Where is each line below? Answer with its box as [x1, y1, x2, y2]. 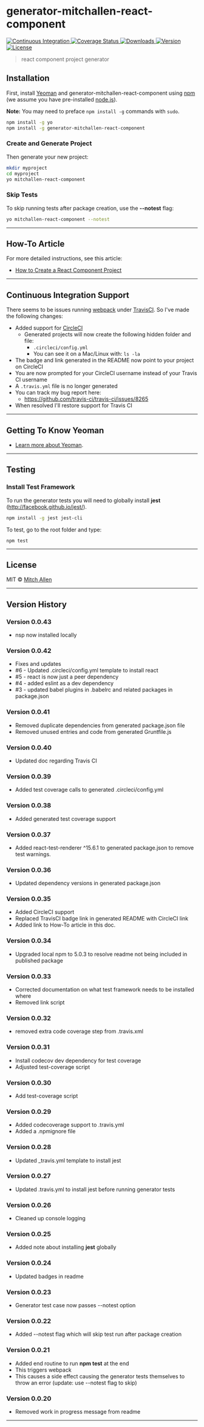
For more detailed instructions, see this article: [6, 255, 123, 262]
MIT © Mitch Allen [6, 576, 52, 583]
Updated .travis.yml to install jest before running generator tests [15, 1186, 175, 1193]
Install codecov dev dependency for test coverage [15, 1057, 141, 1064]
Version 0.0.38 [6, 801, 52, 810]
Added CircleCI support [15, 908, 75, 916]
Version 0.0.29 [6, 1107, 52, 1116]
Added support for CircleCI [15, 324, 83, 332]
